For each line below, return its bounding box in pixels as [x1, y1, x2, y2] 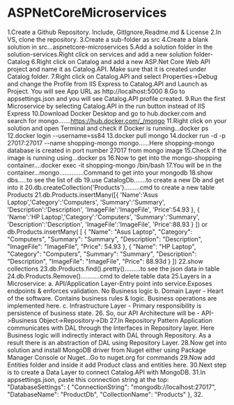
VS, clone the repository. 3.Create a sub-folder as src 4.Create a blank [7, 35, 209, 43]
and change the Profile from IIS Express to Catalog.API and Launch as [7, 79, 208, 88]
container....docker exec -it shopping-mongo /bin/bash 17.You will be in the [7, 161, 222, 169]
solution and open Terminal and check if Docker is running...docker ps [7, 124, 209, 132]
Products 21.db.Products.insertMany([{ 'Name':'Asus [7, 190, 159, 199]
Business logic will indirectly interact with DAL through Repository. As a [7, 331, 212, 339]
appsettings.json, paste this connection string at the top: [7, 375, 169, 383]
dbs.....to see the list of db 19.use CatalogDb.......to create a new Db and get [7, 175, 224, 184]
